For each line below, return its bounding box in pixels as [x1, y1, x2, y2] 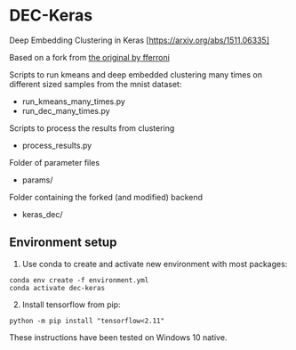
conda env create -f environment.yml [9, 275, 149, 285]
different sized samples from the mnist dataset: [9, 78, 182, 89]
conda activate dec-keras [9, 283, 105, 292]
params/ [21, 175, 53, 185]
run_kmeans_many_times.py [21, 95, 126, 107]
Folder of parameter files [9, 157, 100, 167]
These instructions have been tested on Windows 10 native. [9, 331, 228, 343]
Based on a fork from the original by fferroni [9, 52, 171, 62]
